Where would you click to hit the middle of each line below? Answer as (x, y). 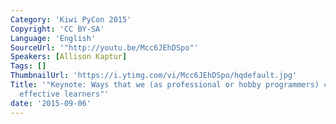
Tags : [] (28, 66)
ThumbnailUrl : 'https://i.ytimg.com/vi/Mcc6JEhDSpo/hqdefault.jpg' (154, 76)
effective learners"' (64, 94)
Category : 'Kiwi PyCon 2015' (71, 19)
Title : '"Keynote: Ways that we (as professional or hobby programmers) (165, 85)
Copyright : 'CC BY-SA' (57, 29)
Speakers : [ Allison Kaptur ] (69, 57)
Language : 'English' (53, 38)
